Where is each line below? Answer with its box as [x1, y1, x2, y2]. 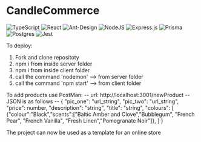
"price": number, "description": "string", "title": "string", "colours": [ [6, 104, 174, 111]
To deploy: [6, 42, 33, 49]
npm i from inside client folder [15, 66, 90, 73]
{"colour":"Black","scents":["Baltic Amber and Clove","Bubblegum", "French [6, 110, 195, 118]
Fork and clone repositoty [15, 53, 80, 61]
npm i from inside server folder [15, 60, 93, 67]
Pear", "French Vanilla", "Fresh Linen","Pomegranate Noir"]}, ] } [6, 117, 163, 124]
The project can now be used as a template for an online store [6, 129, 162, 136]
